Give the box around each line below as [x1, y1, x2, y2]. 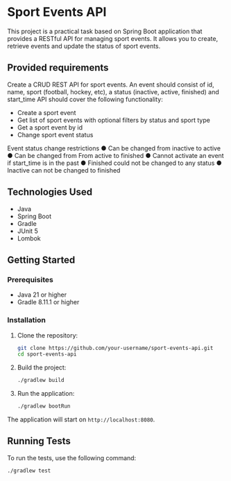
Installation [7, 315, 46, 325]
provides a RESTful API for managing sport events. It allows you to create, [7, 34, 219, 42]
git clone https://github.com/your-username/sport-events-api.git [17, 344, 214, 351]
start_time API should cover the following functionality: [7, 95, 163, 103]
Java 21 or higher [17, 290, 67, 299]
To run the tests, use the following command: [7, 453, 137, 462]
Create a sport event [17, 108, 76, 116]
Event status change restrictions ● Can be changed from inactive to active [7, 143, 221, 152]
